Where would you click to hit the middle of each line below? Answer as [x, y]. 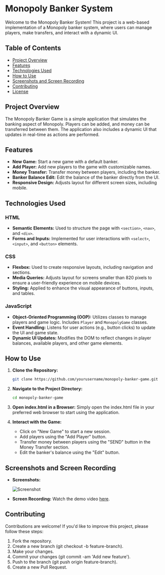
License [20, 91]
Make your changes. [33, 551]
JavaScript [18, 306]
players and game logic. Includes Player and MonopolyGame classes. [80, 322]
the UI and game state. [35, 332]
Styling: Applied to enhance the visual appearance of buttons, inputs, [83, 288]
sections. [21, 272]
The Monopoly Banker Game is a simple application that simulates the [76, 119]
